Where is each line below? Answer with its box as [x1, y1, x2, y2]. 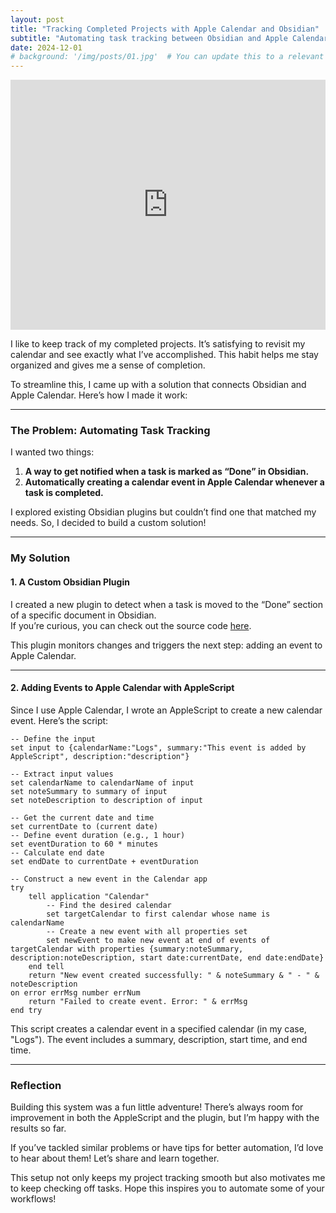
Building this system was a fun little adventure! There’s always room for [10, 1101, 304, 1113]
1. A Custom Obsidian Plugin [10, 576, 130, 588]
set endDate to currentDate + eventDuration [10, 856, 199, 866]
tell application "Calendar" [28, 891, 150, 901]
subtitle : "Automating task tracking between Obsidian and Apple [10, 33, 288, 43]
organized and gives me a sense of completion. [10, 359, 206, 371]
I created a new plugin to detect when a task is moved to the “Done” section [10, 598, 324, 610]
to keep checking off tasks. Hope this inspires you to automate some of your [10, 1182, 325, 1195]
